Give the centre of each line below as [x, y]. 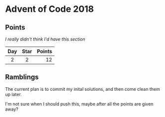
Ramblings [22, 77]
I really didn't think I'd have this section [45, 39]
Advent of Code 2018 [50, 9]
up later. [14, 94]
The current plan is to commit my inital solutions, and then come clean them [82, 89]
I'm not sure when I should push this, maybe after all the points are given [79, 104]
